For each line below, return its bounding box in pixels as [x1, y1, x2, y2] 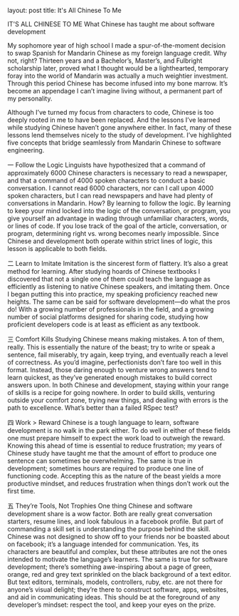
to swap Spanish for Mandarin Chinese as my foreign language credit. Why [7, 49, 228, 57]
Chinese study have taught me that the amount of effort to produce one [7, 449, 217, 457]
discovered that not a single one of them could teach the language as [7, 274, 211, 283]
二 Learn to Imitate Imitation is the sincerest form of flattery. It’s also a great [7, 260, 228, 267]
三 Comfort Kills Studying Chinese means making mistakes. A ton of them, [7, 335, 225, 343]
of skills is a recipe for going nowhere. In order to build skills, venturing [7, 389, 216, 396]
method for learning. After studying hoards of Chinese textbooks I [7, 267, 201, 275]
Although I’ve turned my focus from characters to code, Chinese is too [7, 108, 214, 116]
